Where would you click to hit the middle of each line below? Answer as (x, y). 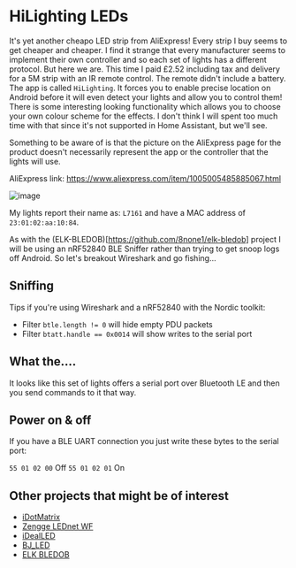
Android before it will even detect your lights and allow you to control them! (146, 97)
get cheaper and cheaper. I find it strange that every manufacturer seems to (147, 50)
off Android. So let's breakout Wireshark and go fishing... (113, 257)
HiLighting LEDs (69, 16)
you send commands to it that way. (73, 392)
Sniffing (32, 286)
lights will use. (35, 161)
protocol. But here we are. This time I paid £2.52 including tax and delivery (145, 69)
